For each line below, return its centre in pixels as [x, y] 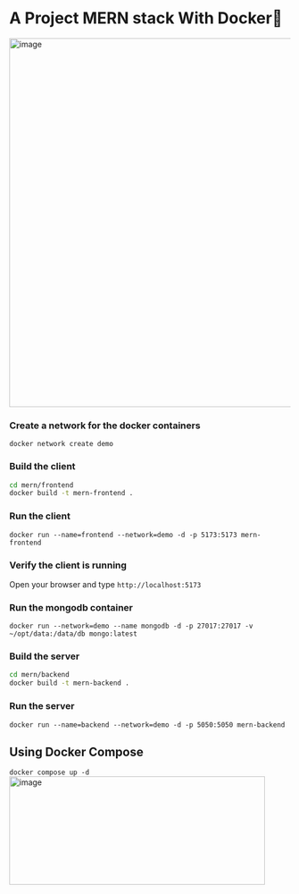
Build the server [45, 656]
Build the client [42, 467]
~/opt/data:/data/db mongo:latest [74, 634]
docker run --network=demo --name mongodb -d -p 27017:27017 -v [131, 626]
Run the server [42, 706]
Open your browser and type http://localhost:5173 [105, 584]
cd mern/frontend [42, 485]
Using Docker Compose [77, 751]
